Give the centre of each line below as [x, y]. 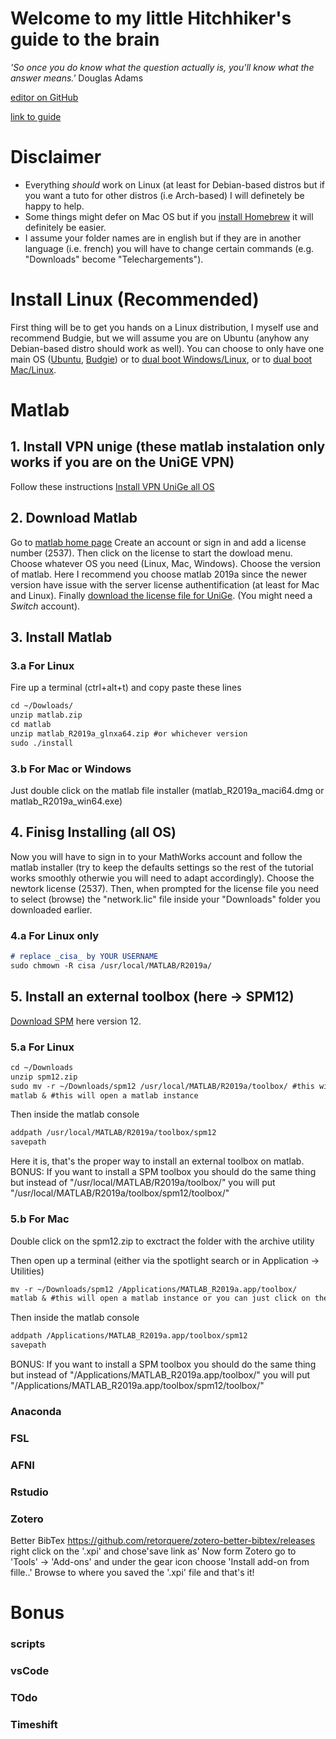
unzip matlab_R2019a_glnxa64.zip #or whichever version [129, 733]
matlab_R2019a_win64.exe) [66, 801]
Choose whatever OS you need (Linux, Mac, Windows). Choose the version [165, 563]
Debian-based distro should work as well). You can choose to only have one [167, 348]
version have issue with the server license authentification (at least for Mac [165, 584]
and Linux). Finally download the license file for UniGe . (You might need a [161, 595]
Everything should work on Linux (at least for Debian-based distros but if [174, 184]
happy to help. [54, 206]
